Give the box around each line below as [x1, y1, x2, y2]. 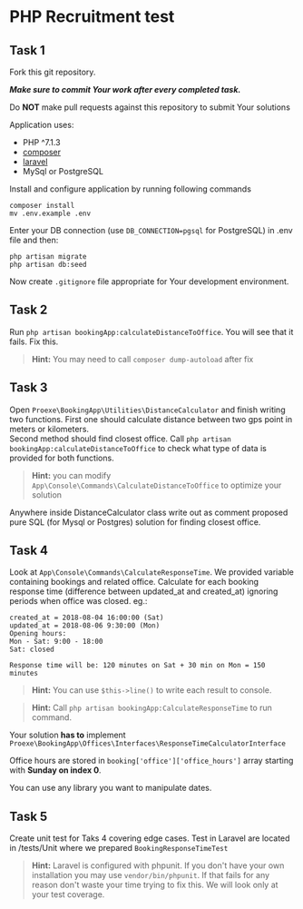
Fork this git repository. [9, 66, 96, 77]
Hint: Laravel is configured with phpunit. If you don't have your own [31, 860, 285, 871]
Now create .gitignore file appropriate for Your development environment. [9, 276, 289, 287]
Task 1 [9, 43, 45, 58]
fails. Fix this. [9, 336, 59, 347]
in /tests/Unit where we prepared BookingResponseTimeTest [9, 843, 229, 854]
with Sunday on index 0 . [9, 765, 102, 776]
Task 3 [9, 380, 48, 396]
